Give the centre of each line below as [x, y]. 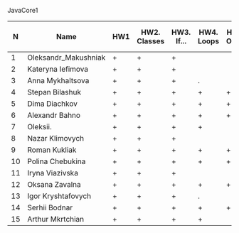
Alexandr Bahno [54, 115]
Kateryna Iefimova [58, 69]
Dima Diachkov [53, 104]
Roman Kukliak [52, 150]
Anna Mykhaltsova [58, 81]
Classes [151, 41]
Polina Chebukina [57, 161]
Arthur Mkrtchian [56, 219]
